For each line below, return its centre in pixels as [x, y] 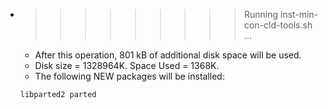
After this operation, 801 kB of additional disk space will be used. [168, 55]
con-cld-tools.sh [278, 25]
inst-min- [299, 14]
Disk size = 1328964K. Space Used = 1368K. [127, 65]
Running [261, 14]
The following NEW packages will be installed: [129, 76]
